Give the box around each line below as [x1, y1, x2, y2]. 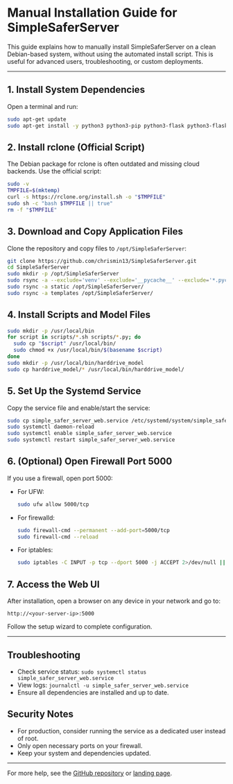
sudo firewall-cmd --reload [17, 533, 98, 540]
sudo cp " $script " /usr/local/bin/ [13, 340, 116, 348]
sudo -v [7, 180, 30, 188]
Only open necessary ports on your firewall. [17, 741, 143, 750]
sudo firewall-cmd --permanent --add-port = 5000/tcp [17, 527, 170, 534]
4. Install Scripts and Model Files [7, 309, 151, 321]
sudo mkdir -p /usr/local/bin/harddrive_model [7, 359, 144, 366]
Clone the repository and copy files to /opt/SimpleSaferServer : [7, 244, 187, 253]
